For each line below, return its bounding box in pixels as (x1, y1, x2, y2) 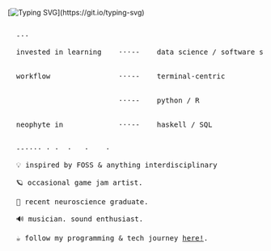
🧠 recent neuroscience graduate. (15, 198, 149, 206)
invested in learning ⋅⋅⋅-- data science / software (15, 48, 256, 56)
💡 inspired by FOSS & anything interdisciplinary (15, 161, 218, 169)
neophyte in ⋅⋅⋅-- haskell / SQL (15, 120, 213, 129)
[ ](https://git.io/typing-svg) (7, 8, 145, 17)
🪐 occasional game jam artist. (15, 178, 143, 187)
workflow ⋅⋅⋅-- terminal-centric (15, 72, 226, 81)
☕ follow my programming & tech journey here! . (15, 234, 209, 242)
